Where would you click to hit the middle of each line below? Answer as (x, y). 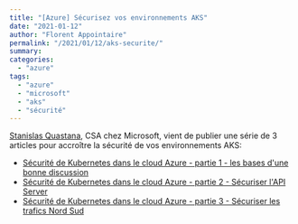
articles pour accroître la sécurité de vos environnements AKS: (126, 145)
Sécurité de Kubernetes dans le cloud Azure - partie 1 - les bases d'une (155, 163)
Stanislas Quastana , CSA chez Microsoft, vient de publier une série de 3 (144, 135)
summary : (26, 51)
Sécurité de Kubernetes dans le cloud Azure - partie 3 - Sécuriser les (151, 201)
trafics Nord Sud (53, 211)
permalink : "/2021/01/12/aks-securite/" (87, 43)
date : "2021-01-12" (46, 26)
